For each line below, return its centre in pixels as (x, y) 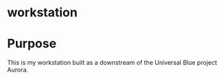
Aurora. (18, 70)
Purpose (32, 44)
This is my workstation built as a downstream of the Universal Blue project (112, 63)
